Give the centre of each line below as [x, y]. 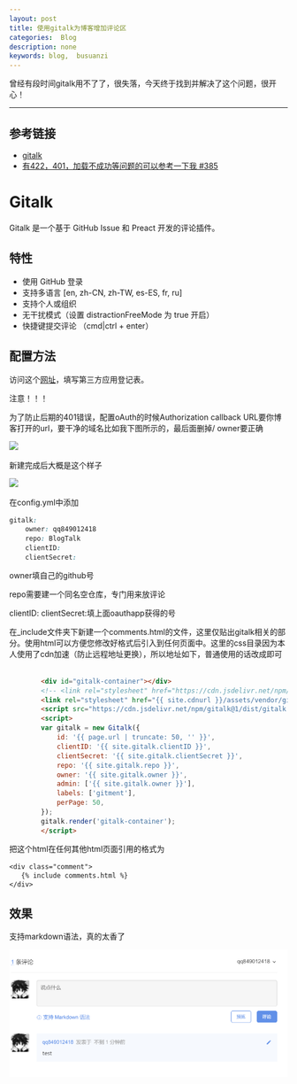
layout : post [33, 19]
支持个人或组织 [49, 303]
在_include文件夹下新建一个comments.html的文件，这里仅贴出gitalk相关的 [144, 631]
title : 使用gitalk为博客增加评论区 [68, 28]
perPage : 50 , [80, 803]
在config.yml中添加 [44, 502]
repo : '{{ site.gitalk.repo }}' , [118, 765]
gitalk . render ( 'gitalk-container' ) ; [108, 821]
